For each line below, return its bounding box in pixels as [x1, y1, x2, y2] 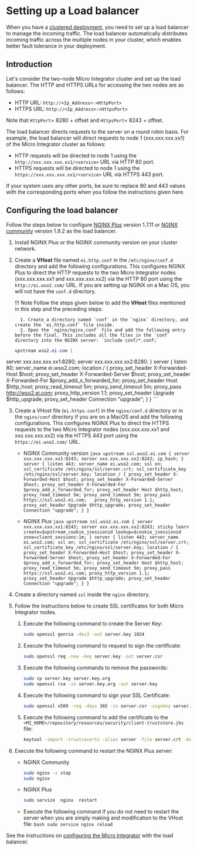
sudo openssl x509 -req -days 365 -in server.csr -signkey [23, 703, 171, 709]
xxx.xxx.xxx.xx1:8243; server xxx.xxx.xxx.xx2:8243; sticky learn [23, 524, 189, 530]
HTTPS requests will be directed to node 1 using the [14, 164, 140, 171]
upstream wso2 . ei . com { [14, 347, 73, 354]
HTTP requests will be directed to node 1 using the [14, 152, 137, 159]
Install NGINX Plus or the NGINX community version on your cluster [14, 238, 178, 245]
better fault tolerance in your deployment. [6, 42, 107, 49]
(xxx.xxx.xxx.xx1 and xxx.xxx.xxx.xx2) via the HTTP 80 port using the [14, 275, 182, 282]
